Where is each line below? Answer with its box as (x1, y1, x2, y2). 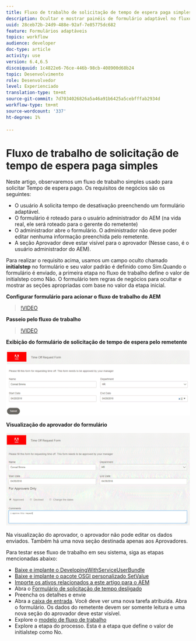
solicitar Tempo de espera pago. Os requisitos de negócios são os (6, 184, 165, 191)
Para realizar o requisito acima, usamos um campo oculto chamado (6, 257, 168, 264)
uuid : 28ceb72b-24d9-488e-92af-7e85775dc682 (6, 22, 116, 28)
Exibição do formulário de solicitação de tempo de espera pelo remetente (6, 338, 188, 345)
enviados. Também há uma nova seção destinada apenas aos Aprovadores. (6, 537, 188, 544)
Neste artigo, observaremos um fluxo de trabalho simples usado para (6, 179, 173, 186)
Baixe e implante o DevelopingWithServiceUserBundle (14, 566, 145, 573)
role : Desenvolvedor (6, 77, 57, 83)
